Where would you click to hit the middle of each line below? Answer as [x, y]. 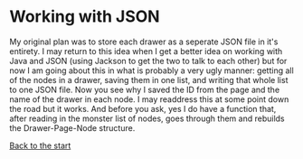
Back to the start [40, 145]
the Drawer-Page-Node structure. [72, 127]
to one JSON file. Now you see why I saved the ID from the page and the [145, 89]
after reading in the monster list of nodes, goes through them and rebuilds [147, 118]
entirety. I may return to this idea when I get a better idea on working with [146, 51]
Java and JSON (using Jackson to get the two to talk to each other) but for [148, 61]
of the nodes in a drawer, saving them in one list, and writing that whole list [149, 79]
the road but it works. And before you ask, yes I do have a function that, [143, 108]
